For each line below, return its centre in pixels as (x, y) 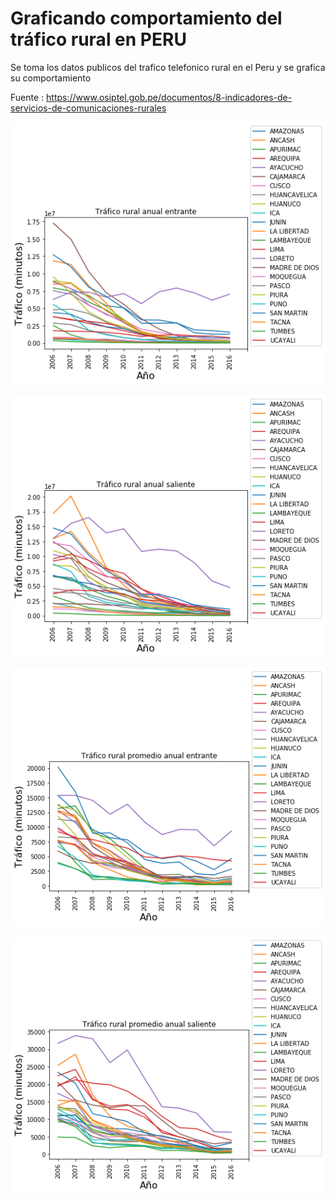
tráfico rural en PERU (98, 39)
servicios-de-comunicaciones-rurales (88, 108)
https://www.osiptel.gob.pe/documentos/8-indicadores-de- (169, 97)
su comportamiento (51, 78)
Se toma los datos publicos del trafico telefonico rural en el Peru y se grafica (168, 67)
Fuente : (27, 97)
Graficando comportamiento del (146, 18)
